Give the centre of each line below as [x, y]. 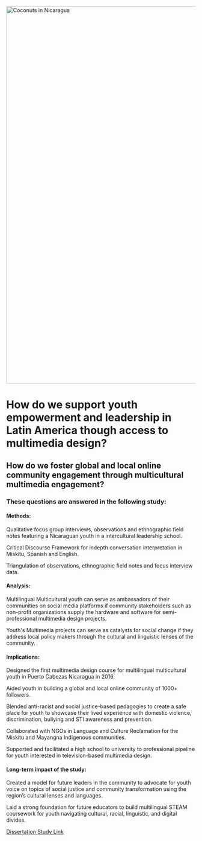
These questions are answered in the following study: [86, 502]
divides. [16, 820]
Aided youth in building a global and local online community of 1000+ [92, 688]
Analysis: [18, 586]
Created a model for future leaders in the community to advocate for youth [99, 783]
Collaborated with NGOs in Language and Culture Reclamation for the [92, 731]
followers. [19, 695]
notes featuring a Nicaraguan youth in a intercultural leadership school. [94, 536]
